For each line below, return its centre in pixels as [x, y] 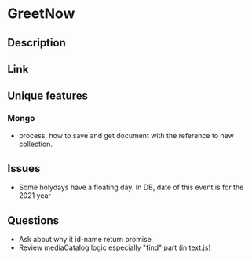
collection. [35, 144]
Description [37, 43]
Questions [33, 220]
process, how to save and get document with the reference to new [126, 135]
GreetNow [41, 14]
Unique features [47, 96]
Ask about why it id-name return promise [85, 240]
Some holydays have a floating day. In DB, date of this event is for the [131, 187]
